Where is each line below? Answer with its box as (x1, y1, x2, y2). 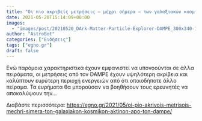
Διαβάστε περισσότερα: (6, 101, 66, 108)
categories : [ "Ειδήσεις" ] (6, 37, 71, 43)
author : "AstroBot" (6, 31, 55, 37)
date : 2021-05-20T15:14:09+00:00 (6, 14, 90, 20)
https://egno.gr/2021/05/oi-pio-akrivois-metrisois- (66, 101, 192, 108)
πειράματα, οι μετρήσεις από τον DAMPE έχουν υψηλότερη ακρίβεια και (6, 70, 188, 78)
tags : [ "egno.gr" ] (6, 43, 52, 49)
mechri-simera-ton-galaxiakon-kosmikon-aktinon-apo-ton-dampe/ (6, 107, 173, 114)
